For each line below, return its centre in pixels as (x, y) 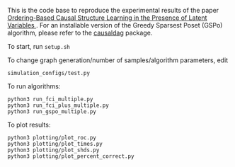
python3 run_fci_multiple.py (50, 99)
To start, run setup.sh (39, 46)
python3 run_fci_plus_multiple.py (58, 105)
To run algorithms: (34, 86)
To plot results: (29, 125)
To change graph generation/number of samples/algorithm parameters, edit (118, 60)
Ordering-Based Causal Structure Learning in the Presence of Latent (107, 18)
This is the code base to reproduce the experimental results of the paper (113, 10)
